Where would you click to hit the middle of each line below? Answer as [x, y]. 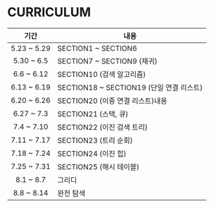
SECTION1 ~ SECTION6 [97, 48]
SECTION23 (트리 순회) [95, 140]
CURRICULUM [49, 12]
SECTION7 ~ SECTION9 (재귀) [107, 61]
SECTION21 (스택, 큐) [93, 114]
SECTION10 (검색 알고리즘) [102, 74]
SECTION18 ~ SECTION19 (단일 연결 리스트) [130, 87]
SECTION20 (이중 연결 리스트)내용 [112, 101]
